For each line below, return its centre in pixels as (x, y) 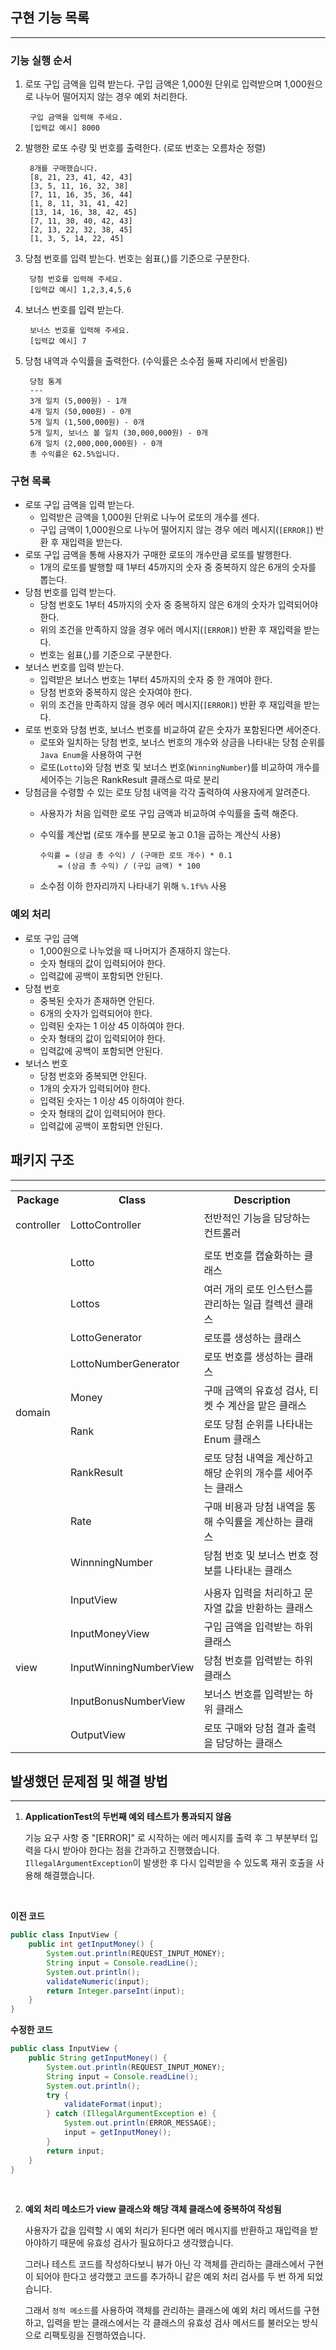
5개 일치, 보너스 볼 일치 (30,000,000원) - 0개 (118, 433)
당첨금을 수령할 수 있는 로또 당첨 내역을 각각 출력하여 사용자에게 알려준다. (167, 792)
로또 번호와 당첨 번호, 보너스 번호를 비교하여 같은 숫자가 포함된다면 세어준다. (173, 730)
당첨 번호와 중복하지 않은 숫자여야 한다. (116, 692)
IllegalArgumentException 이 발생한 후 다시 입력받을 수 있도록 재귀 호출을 (169, 1863)
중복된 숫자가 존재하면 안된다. (97, 1000)
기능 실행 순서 (41, 60)
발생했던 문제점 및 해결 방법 (89, 1781)
